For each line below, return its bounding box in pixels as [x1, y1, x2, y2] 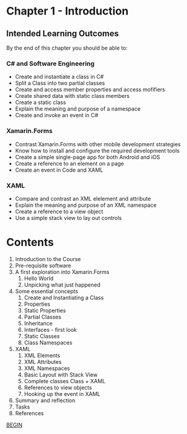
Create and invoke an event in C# [15, 112, 99, 119]
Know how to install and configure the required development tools [15, 147, 180, 154]
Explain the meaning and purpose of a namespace [15, 105, 141, 112]
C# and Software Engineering [6, 59, 95, 68]
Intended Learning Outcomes [6, 28, 119, 39]
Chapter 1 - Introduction [6, 4, 129, 18]
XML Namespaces [24, 364, 70, 372]
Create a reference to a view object [15, 207, 103, 215]
